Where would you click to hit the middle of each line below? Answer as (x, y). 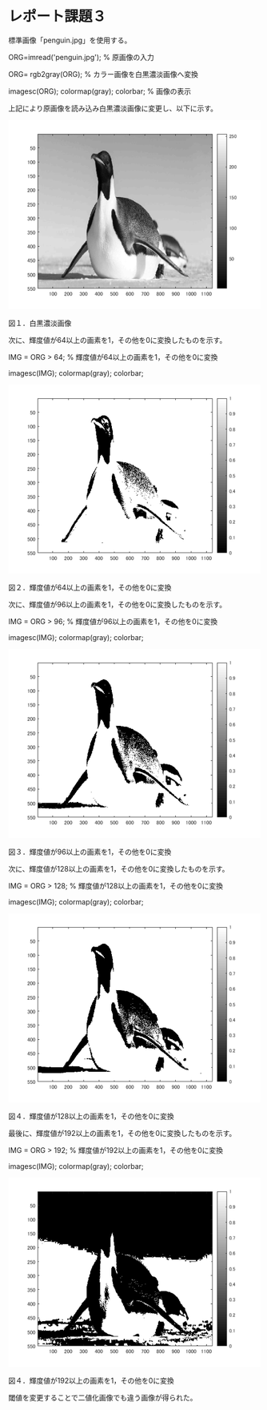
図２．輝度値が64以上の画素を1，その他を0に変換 (90, 587)
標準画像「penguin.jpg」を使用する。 (70, 40)
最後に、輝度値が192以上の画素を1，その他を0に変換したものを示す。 (122, 1133)
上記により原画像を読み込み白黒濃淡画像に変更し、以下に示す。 (113, 108)
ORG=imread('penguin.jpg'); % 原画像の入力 (81, 57)
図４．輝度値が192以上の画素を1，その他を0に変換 (91, 1380)
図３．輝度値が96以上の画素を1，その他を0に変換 (90, 852)
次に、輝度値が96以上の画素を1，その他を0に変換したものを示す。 (118, 604)
